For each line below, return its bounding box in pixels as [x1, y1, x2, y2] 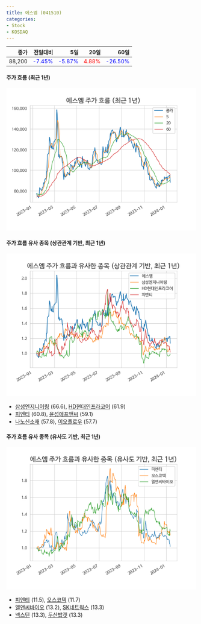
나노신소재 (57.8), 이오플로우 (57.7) [14, 418, 97, 425]
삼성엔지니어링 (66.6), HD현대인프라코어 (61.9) [14, 403, 126, 410]
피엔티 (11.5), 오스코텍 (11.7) [14, 596, 81, 604]
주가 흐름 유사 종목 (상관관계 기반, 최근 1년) [6, 239, 106, 247]
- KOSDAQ [6, 29, 28, 35]
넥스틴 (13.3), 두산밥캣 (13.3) [14, 611, 83, 619]
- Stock [6, 22, 26, 28]
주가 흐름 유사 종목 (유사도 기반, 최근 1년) [6, 433, 101, 440]
